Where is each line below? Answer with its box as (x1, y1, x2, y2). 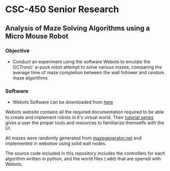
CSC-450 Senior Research (5, 4, 119, 15)
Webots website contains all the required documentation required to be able (5, 109, 164, 115)
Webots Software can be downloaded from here (12, 99, 113, 105)
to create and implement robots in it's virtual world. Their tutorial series (5, 115, 154, 121)
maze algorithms (12, 75, 48, 81)
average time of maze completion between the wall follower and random (12, 69, 164, 75)
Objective (5, 47, 30, 54)
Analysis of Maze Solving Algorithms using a (5, 24, 150, 33)
